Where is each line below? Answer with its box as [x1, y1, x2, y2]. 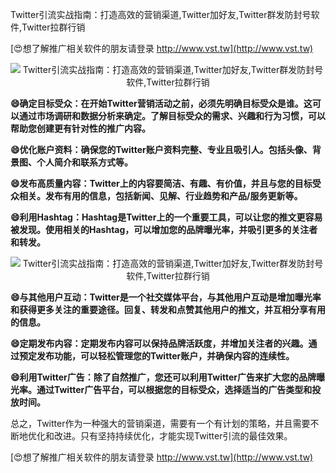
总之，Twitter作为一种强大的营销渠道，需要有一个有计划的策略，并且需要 [10, 418, 311, 429]
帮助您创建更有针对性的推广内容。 [10, 123, 151, 134]
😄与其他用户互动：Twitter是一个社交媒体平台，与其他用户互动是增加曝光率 [10, 291, 322, 303]
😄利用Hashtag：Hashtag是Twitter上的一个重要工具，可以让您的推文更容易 [10, 211, 323, 223]
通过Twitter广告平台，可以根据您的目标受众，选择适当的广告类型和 [36, 384, 313, 395]
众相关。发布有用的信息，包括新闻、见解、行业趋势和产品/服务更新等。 [10, 190, 303, 202]
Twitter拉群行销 [21, 21, 86, 33]
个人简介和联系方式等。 [36, 156, 133, 168]
